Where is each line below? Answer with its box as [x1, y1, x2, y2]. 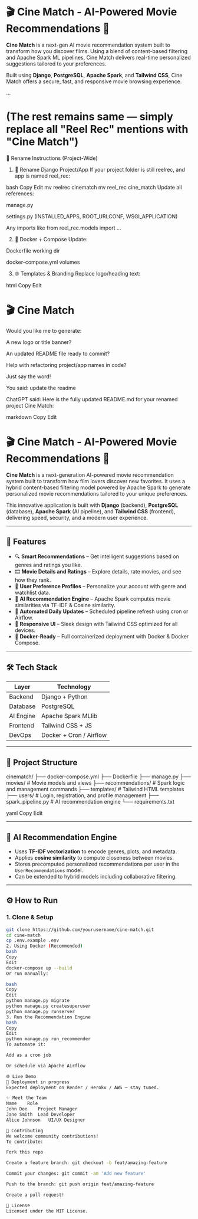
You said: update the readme [6, 384, 77, 391]
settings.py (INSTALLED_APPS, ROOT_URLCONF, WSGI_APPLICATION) [6, 212, 178, 219]
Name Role [6, 1100, 38, 1107]
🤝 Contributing [6, 1128, 44, 1133]
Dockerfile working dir [6, 247, 60, 254]
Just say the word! [6, 373, 51, 380]
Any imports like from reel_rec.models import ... [6, 224, 122, 231]
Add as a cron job [6, 1052, 51, 1059]
